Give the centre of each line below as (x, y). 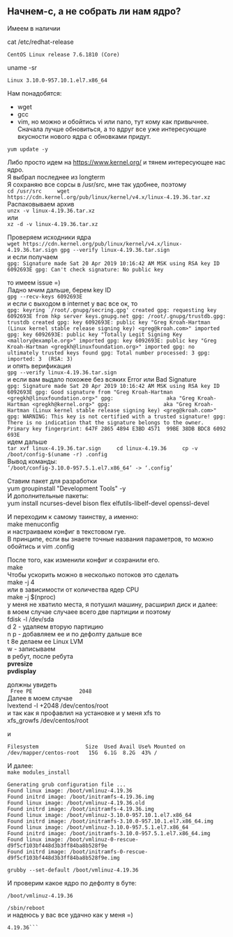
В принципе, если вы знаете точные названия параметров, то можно (111, 539)
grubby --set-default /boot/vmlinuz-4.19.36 (73, 870)
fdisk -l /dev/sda (31, 619)
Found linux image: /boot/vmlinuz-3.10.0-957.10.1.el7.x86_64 (99, 815)
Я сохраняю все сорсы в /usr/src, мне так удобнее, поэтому (97, 184)
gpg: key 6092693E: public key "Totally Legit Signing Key (95, 334)
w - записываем (31, 649)
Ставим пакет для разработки (52, 481)
